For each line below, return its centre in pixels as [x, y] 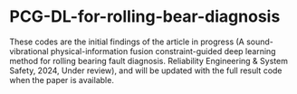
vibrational [29, 51]
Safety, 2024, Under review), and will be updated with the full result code [146, 70]
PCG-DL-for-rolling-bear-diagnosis [145, 17]
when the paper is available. [62, 80]
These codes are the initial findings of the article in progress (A [127, 42]
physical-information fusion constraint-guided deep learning [163, 51]
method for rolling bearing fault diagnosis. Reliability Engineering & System [148, 61]
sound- [260, 42]
